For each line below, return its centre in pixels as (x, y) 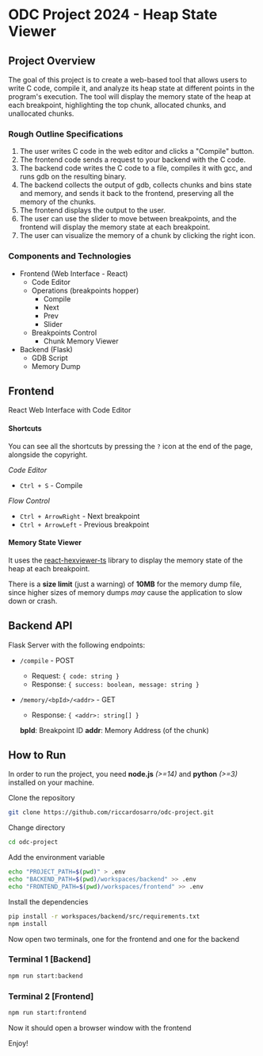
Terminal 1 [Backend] (50, 959)
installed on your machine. (51, 782)
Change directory (37, 828)
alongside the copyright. (48, 455)
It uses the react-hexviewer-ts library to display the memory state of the (126, 560)
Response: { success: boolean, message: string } (115, 684)
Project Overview (52, 61)
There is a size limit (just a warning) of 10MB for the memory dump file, (125, 584)
